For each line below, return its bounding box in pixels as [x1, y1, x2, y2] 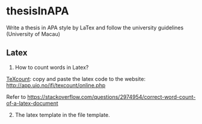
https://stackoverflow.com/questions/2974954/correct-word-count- [26, 93, 196, 100]
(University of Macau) [6, 30, 61, 37]
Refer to [6, 93, 26, 100]
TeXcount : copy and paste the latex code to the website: [6, 75, 146, 82]
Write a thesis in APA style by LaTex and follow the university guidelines [6, 24, 184, 31]
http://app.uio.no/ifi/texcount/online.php [6, 81, 106, 89]
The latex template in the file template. [14, 111, 110, 118]
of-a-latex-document [6, 99, 58, 107]
